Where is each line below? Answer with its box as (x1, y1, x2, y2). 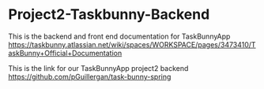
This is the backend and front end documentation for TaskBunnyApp (8, 32, 231, 41)
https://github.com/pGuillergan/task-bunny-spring (8, 72, 172, 81)
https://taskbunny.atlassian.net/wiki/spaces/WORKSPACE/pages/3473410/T (8, 39, 256, 49)
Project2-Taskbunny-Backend (8, 6, 210, 24)
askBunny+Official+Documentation (8, 48, 123, 57)
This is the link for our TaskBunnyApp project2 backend (8, 63, 189, 72)
